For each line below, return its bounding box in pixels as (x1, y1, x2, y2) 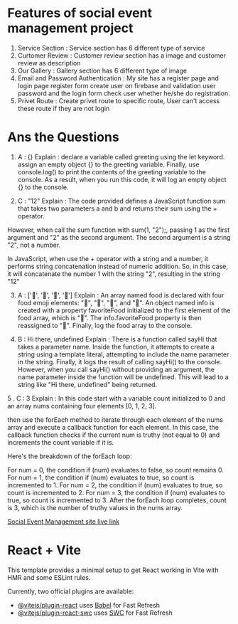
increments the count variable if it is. (7, 438, 114, 446)
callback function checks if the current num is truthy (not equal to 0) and (7, 430, 220, 439)
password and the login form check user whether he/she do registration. (17, 89, 231, 97)
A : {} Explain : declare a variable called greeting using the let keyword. (17, 152, 225, 161)
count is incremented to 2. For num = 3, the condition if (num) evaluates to (7, 488, 225, 497)
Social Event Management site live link (7, 517, 120, 526)
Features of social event (7, 5, 153, 21)
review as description (17, 58, 81, 67)
